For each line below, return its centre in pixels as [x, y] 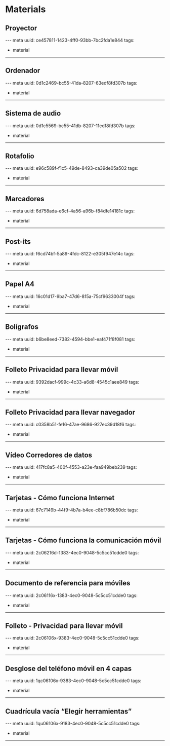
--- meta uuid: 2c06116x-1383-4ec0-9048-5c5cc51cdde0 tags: [71, 595]
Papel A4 [20, 284]
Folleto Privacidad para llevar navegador [70, 412]
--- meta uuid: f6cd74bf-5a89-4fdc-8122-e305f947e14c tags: [70, 254]
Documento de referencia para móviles [68, 583]
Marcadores [25, 199]
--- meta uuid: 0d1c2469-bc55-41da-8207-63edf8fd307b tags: [71, 83]
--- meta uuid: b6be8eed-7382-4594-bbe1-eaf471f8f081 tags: [70, 339]
